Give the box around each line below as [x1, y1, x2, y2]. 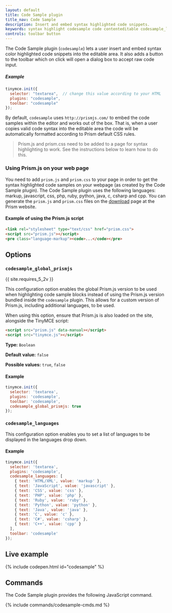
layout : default [5, 7, 40, 13]
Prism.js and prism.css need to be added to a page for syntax [17, 141, 148, 147]
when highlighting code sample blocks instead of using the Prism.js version [5, 292, 165, 298]
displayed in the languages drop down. [5, 436, 88, 442]
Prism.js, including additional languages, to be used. [5, 302, 115, 309]
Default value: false [5, 352, 49, 358]
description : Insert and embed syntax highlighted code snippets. [5, 22, 150, 27]
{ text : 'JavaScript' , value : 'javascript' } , [14, 483, 116, 488]
